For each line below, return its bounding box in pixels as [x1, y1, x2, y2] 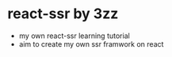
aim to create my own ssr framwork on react [18, 39, 164, 48]
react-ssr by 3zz [7, 5, 119, 23]
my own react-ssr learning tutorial [18, 31, 130, 40]
